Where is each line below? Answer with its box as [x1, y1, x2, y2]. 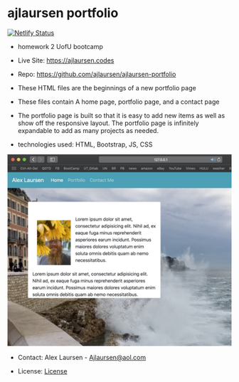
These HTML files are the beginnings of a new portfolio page [17, 83, 197, 92]
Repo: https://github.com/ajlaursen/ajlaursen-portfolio [17, 70, 176, 78]
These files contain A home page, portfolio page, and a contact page [17, 97, 220, 106]
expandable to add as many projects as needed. [17, 126, 159, 134]
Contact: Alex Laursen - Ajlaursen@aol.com [17, 354, 147, 362]
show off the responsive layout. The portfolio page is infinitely [17, 119, 199, 127]
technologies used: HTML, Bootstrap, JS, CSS [17, 140, 153, 149]
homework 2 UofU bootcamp [17, 42, 103, 51]
